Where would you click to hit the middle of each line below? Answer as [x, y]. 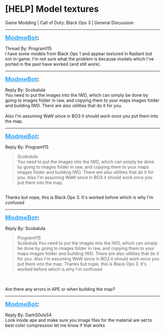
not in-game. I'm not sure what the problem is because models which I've [80, 59]
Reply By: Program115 [27, 147]
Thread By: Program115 [28, 48]
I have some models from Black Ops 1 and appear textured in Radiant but [79, 54]
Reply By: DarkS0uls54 [28, 315]
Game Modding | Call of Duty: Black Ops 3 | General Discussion [69, 23]
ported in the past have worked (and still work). [53, 64]
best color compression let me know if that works [55, 325]
